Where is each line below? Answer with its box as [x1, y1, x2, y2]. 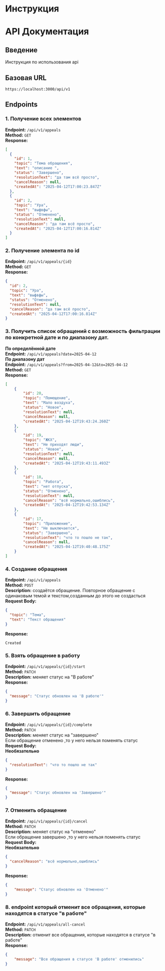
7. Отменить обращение [5, 807, 67, 814]
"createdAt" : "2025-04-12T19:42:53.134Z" [23, 502, 111, 507]
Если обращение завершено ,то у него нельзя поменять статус [5, 834, 141, 840]
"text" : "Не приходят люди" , [23, 442, 84, 447]
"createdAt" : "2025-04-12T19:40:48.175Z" [23, 544, 111, 549]
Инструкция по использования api [5, 59, 79, 65]
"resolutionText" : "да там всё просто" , [14, 174, 99, 180]
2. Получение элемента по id [5, 247, 80, 254]
